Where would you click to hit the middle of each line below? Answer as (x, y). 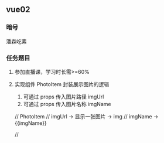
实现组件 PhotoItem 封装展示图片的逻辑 (62, 84)
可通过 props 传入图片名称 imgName (67, 104)
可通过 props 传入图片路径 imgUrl (64, 97)
